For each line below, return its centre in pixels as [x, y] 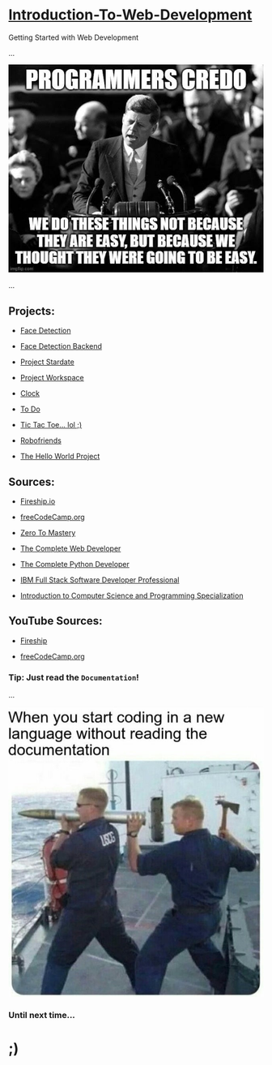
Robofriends [41, 440]
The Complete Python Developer [74, 564]
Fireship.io [38, 501]
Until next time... [42, 1015]
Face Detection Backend [61, 346]
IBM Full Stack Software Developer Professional [100, 580]
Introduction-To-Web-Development [130, 15]
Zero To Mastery [48, 532]
